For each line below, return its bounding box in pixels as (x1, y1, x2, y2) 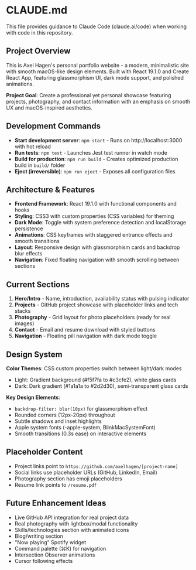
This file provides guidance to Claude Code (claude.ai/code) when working (6, 23, 187, 30)
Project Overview (6, 46, 71, 56)
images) (14, 320, 35, 327)
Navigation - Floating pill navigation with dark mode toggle (14, 332, 157, 340)
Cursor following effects (14, 557, 73, 564)
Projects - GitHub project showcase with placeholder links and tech (14, 301, 178, 308)
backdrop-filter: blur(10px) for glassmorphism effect (14, 405, 148, 412)
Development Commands (6, 121, 101, 131)
